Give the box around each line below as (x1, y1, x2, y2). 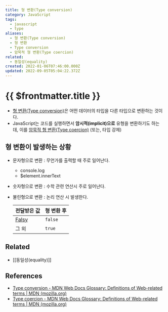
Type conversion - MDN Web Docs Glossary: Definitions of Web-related (12, 285, 163, 291)
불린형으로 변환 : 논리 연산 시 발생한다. (12, 194, 89, 200)
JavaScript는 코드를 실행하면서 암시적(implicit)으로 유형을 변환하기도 (12, 120, 150, 126)
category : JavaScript (5, 12, 51, 17)
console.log (20, 167, 45, 173)
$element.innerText (20, 172, 61, 179)
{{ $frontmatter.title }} (5, 91, 101, 102)
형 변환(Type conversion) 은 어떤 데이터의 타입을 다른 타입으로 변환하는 (12, 107, 153, 114)
